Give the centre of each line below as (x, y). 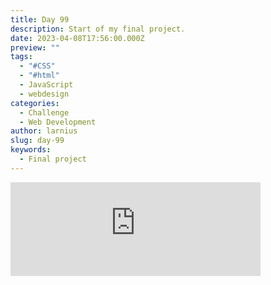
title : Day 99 (40, 19)
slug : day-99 (37, 141)
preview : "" (35, 47)
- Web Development (58, 122)
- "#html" (39, 76)
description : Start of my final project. (98, 29)
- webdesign (44, 94)
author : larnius (44, 131)
